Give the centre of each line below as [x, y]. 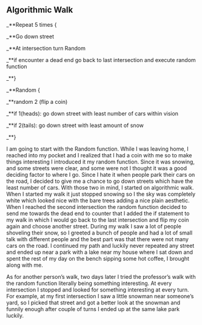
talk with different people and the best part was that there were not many [98, 239]
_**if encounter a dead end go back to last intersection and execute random [101, 60]
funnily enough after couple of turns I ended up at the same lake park [93, 309]
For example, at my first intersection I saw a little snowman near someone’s [100, 296]
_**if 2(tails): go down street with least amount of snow [75, 125]
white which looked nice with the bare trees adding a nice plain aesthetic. [98, 200]
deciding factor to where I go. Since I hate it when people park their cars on [101, 174]
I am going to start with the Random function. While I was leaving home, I [98, 149]
